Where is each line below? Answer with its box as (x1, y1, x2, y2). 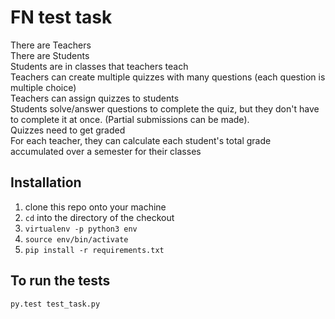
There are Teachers (10, 39, 92, 51)
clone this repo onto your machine (24, 201, 167, 213)
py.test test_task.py (10, 299, 101, 309)
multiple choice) (10, 81, 77, 93)
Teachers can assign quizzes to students (10, 92, 180, 104)
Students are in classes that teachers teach (10, 60, 189, 72)
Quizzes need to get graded (10, 124, 126, 136)
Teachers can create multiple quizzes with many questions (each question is (10, 71, 326, 83)
